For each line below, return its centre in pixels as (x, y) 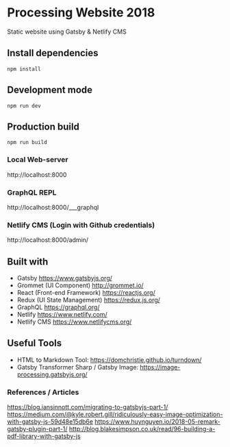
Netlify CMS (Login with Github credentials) (81, 225)
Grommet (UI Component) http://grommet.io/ (80, 285)
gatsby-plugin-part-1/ (37, 429)
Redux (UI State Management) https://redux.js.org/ (89, 300)
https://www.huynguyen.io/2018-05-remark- (157, 422)
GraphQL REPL (32, 192)
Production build (43, 126)
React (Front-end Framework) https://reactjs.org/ (86, 293)
